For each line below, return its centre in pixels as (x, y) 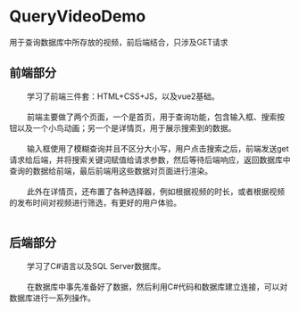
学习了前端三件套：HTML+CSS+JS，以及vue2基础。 (123, 96)
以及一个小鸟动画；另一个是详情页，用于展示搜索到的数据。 (126, 127)
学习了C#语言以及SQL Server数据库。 (96, 266)
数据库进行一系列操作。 (52, 298)
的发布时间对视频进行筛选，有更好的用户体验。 (95, 202)
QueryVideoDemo (78, 16)
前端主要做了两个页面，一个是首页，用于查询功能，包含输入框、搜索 (152, 117)
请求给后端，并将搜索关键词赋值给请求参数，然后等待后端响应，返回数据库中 (150, 160)
